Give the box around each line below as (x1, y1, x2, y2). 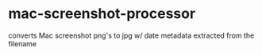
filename (8, 38, 37, 48)
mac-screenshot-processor (8, 5, 196, 23)
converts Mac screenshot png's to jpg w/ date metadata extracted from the (8, 31, 255, 40)
